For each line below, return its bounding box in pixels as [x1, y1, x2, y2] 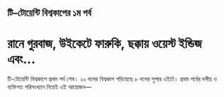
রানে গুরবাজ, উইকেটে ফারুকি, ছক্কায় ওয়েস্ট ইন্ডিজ [7, 35, 202, 52]
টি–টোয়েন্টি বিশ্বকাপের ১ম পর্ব [7, 7, 91, 19]
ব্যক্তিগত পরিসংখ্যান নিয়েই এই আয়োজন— [7, 83, 92, 91]
